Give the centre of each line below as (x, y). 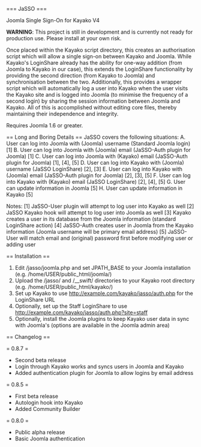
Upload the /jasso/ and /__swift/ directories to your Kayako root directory (105, 281)
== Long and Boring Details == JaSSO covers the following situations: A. (96, 137)
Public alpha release (40, 432)
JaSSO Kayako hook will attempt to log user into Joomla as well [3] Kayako (99, 212)
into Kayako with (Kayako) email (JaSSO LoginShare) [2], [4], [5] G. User (96, 182)
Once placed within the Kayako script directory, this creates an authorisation (101, 50)
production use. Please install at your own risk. (64, 38)
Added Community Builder (48, 409)
